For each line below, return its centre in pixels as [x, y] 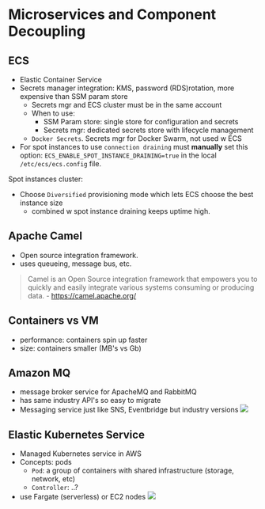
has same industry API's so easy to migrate [90, 401]
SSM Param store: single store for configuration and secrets [141, 122]
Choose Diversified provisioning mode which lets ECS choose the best [136, 194]
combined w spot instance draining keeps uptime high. [121, 211]
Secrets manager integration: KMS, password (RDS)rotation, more [127, 88]
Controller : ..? [55, 488]
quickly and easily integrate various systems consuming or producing [141, 287]
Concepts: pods [46, 462]
